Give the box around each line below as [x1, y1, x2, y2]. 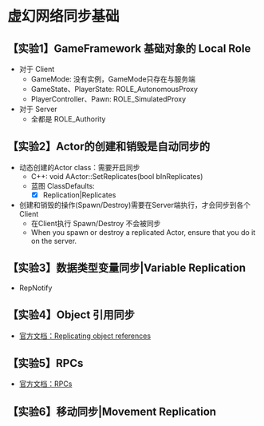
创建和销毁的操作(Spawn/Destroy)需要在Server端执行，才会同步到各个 [18, 200, 251, 209]
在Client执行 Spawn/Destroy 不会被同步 [30, 218, 161, 228]
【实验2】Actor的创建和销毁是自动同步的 [7, 140, 211, 153]
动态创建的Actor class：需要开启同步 [18, 162, 140, 172]
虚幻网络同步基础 [7, 7, 120, 26]
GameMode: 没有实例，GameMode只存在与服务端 [30, 74, 196, 84]
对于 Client [18, 65, 55, 74]
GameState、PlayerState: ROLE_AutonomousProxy [30, 85, 199, 94]
